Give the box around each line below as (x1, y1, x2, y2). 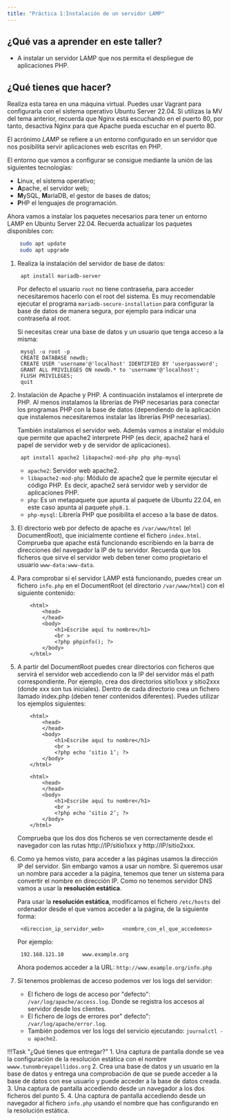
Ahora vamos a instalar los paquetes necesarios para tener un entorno (7, 212, 208, 221)
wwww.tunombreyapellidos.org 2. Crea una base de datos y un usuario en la (7, 1063, 219, 1070)
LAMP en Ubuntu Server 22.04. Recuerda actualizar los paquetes (7, 219, 193, 228)
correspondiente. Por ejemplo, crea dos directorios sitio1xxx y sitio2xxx (17, 677, 220, 686)
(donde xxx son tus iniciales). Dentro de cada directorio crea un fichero (17, 685, 220, 692)
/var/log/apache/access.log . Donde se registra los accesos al (27, 998, 205, 1005)
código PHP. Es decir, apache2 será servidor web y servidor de (27, 481, 208, 489)
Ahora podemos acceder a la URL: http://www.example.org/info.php (17, 963, 212, 971)
